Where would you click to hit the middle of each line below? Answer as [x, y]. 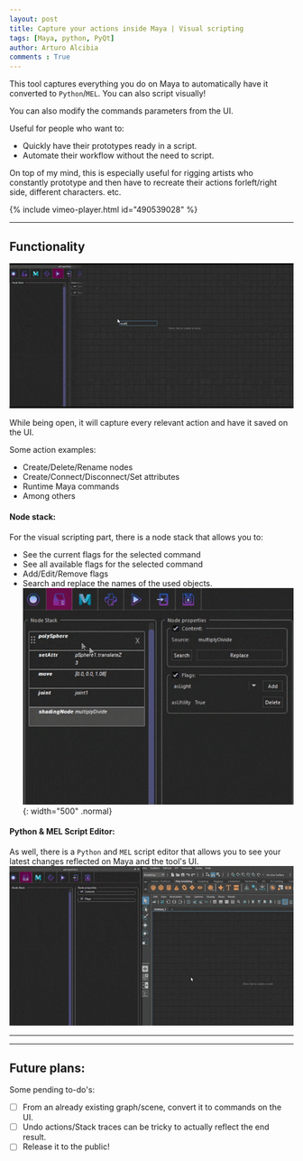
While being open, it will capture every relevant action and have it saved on [149, 423]
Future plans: [47, 1068]
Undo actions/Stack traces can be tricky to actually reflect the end [146, 1127]
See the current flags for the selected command [111, 554]
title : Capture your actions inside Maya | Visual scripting [127, 28]
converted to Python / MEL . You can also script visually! [108, 94]
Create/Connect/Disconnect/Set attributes [101, 477]
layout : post [34, 19]
